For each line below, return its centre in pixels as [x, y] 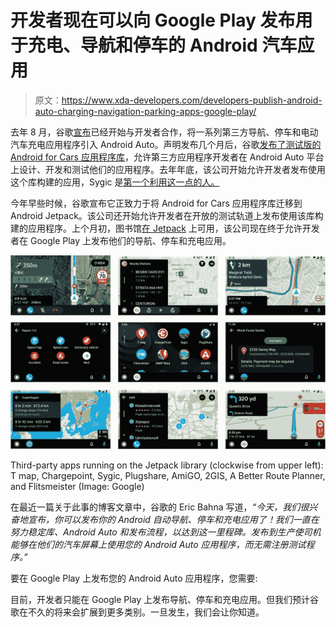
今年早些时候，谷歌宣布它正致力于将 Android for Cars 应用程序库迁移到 [156, 203]
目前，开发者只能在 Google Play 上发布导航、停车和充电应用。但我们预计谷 [165, 600]
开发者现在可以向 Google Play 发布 [153, 20]
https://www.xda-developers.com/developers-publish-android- [192, 100]
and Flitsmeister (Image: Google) [77, 487]
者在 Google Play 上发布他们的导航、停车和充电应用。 [121, 240]
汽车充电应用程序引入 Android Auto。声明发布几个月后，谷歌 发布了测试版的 [166, 144]
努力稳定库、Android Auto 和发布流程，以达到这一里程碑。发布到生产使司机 [166, 532]
